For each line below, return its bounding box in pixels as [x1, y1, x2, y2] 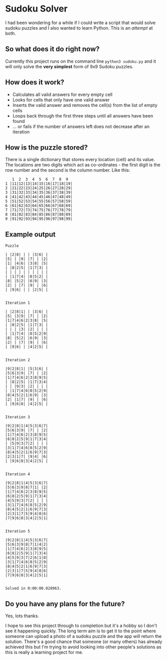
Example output [5, 230, 56, 238]
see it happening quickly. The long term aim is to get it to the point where [5, 628, 156, 634]
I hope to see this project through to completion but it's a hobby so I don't [5, 623, 157, 628]
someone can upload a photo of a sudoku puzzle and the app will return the [5, 633, 162, 639]
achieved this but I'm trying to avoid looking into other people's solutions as [5, 644, 161, 650]
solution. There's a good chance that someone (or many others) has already [5, 638, 162, 644]
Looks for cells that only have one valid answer [12, 96, 110, 103]
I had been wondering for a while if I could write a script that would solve [5, 20, 156, 26]
